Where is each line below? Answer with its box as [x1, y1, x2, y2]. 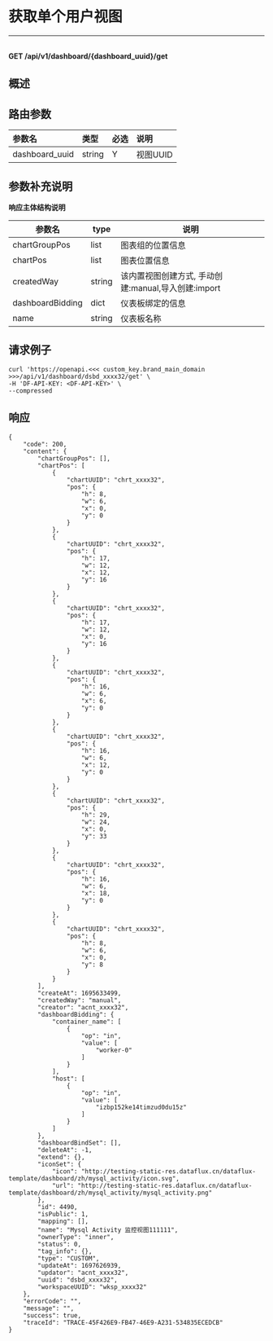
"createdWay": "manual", [37, 996, 122, 1005]
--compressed [8, 386, 53, 395]
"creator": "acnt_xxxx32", [37, 1003, 129, 1011]
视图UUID [136, 149, 173, 160]
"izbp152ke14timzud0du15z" [95, 1103, 187, 1111]
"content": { [23, 447, 67, 455]
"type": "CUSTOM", [37, 1254, 100, 1263]
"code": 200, [23, 440, 67, 448]
